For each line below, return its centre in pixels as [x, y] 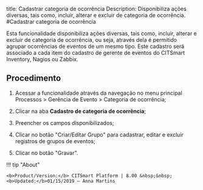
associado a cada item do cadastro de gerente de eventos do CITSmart [96, 53]
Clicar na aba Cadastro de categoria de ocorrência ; [81, 111]
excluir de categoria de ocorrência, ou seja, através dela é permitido [92, 40]
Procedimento [34, 78]
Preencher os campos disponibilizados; [64, 123]
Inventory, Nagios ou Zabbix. [42, 59]
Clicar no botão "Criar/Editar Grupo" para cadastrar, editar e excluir [99, 134]
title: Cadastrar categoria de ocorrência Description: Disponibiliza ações [96, 9]
